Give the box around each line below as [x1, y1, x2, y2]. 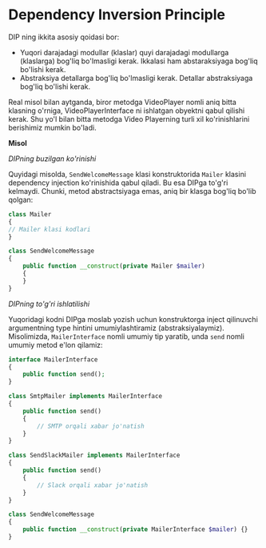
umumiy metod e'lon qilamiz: [8, 340, 103, 349]
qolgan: [8, 195, 34, 204]
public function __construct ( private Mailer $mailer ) [22, 262, 205, 270]
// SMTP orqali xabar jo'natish [37, 422, 145, 430]
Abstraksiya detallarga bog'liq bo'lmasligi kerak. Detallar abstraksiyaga [19, 73, 253, 83]
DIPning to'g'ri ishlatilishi [8, 299, 90, 308]
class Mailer [8, 210, 52, 218]
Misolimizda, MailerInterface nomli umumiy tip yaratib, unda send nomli [8, 331, 245, 341]
